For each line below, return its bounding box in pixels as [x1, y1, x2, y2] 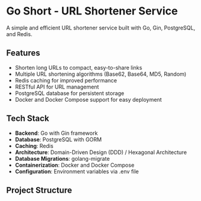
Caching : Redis [14, 142, 54, 149]
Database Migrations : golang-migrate [14, 155, 110, 162]
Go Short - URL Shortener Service [6, 4, 178, 18]
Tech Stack [6, 113, 49, 124]
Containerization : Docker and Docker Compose [14, 161, 135, 169]
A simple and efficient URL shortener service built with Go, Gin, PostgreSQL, [6, 24, 196, 31]
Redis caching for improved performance [14, 76, 117, 84]
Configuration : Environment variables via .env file [14, 167, 140, 175]
